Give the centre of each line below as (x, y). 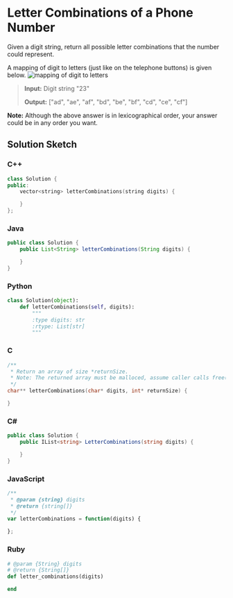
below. (17, 75)
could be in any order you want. (53, 122)
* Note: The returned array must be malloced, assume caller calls (110, 378)
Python (20, 286)
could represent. (31, 54)
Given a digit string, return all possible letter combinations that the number (113, 47)
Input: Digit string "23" (57, 88)
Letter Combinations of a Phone (100, 13)
